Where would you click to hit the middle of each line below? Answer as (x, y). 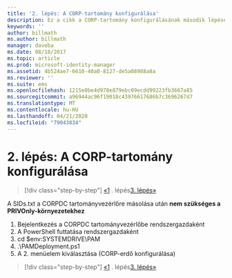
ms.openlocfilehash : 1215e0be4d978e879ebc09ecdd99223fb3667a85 (100, 90)
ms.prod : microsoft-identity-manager (61, 65)
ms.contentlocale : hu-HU (43, 110)
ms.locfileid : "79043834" (44, 122)
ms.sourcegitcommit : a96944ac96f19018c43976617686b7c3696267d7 (100, 97)
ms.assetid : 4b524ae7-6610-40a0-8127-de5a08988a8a (81, 71)
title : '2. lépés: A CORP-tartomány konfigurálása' (83, 13)
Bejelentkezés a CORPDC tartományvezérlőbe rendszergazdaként (111, 224)
